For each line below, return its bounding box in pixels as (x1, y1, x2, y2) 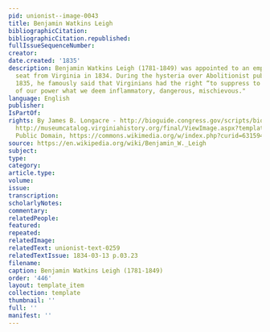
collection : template (8, 289, 81, 297)
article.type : (8, 169, 56, 177)
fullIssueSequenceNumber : (8, 42, 95, 50)
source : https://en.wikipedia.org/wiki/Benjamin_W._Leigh (8, 139, 207, 147)
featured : (8, 222, 42, 230)
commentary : (8, 206, 48, 214)
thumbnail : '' (8, 297, 56, 305)
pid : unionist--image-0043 (8, 11, 99, 20)
